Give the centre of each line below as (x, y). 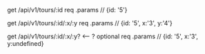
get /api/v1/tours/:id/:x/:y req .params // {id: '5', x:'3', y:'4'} (90, 23)
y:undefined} (26, 43)
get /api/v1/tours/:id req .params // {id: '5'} (67, 10)
